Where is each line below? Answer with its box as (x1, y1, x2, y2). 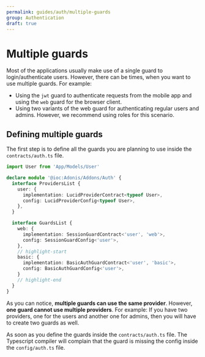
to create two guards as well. (6, 319, 80, 326)
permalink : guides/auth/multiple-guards (6, 9, 111, 15)
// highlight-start (17, 249, 67, 255)
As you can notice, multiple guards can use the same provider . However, (6, 299, 193, 307)
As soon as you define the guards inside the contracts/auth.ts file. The (6, 331, 188, 338)
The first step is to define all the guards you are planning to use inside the (6, 145, 192, 153)
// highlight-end (17, 277, 62, 283)
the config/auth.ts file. (6, 344, 65, 351)
